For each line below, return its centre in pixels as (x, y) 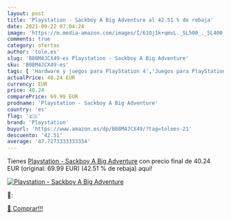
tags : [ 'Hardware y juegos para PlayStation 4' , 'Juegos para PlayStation (117, 71)
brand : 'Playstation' (38, 122)
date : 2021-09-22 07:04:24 (46, 26)
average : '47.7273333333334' (49, 142)
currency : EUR (27, 84)
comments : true (29, 39)
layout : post (26, 13)
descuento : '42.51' (35, 135)
